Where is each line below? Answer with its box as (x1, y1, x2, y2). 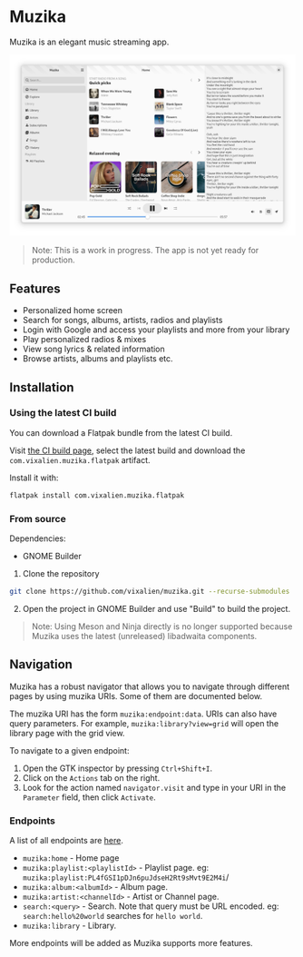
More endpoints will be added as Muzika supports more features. (9, 938, 253, 949)
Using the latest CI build (9, 407, 117, 419)
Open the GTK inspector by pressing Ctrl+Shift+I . (22, 763, 213, 774)
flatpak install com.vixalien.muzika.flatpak (9, 490, 184, 500)
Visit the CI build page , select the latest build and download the (9, 445, 246, 456)
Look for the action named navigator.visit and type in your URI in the (22, 782, 287, 793)
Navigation (9, 656, 73, 673)
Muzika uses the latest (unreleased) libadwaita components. (31, 630, 258, 641)
